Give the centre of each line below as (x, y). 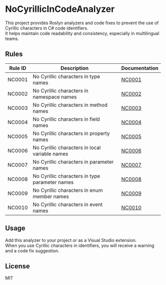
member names (51, 196)
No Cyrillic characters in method (70, 105)
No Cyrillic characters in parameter (73, 162)
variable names (50, 153)
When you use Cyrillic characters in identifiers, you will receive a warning (80, 245)
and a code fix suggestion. (32, 250)
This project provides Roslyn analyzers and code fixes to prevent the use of (82, 23)
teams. (12, 39)
